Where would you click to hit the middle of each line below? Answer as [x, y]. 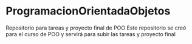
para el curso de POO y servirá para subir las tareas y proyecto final [91, 34]
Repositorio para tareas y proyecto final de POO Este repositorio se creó [96, 28]
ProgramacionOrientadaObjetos [88, 11]
